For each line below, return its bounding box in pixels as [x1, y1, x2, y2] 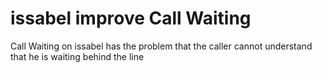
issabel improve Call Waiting [10, 7, 252, 30]
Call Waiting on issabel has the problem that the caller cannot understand [10, 40, 313, 52]
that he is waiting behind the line [10, 50, 145, 62]
